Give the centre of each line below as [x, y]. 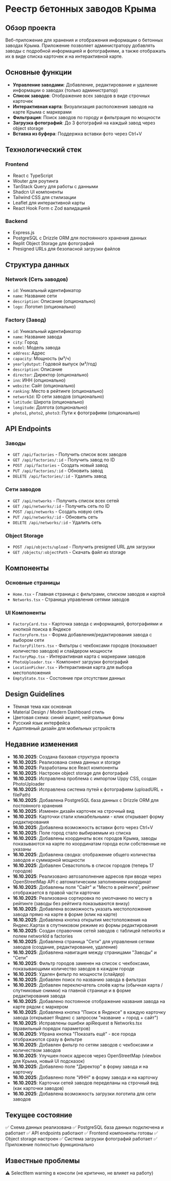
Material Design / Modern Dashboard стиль [58, 712]
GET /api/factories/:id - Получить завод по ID [64, 460]
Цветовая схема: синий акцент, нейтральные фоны [68, 717]
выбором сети [28, 640]
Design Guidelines [35, 694]
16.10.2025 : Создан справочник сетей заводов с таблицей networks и [89, 930]
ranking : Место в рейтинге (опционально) [58, 391]
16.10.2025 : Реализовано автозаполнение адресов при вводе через [87, 876]
